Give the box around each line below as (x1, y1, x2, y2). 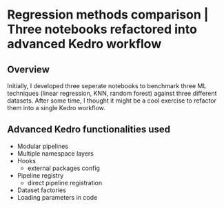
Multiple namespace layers (17, 149, 94, 158)
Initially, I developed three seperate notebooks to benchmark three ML (7, 82, 207, 90)
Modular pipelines (17, 142, 69, 150)
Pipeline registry (17, 171, 64, 179)
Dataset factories (17, 186, 67, 194)
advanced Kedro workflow (7, 37, 162, 52)
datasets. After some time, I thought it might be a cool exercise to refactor (7, 96, 217, 105)
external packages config (27, 164, 100, 172)
